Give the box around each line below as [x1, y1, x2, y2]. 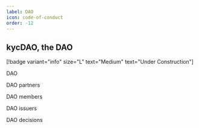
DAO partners [6, 82, 40, 89]
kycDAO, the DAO [6, 42, 74, 52]
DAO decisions [6, 117, 43, 124]
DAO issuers [6, 105, 37, 112]
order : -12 [6, 20, 34, 26]
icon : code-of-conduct [6, 14, 63, 20]
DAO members [6, 93, 43, 100]
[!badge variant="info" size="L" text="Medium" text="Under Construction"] [6, 58, 194, 66]
